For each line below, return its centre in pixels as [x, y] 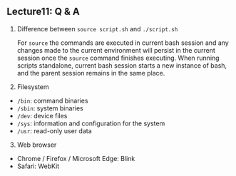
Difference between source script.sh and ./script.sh [97, 29]
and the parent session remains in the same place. [91, 73]
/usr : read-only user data [54, 130]
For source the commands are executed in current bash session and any [123, 43]
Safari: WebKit [38, 166]
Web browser [37, 145]
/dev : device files [42, 115]
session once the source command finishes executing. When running [118, 58]
